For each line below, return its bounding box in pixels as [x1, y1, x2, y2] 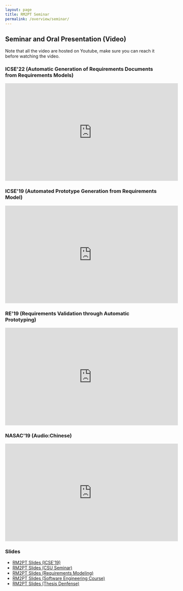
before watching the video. [5, 53, 60, 59]
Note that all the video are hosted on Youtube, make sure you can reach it [5, 48, 155, 54]
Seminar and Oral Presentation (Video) [5, 35, 127, 43]
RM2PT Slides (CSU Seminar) [12, 565, 73, 571]
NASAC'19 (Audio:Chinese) [5, 432, 72, 439]
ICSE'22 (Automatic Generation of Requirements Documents [5, 65, 153, 72]
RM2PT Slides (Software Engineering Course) [12, 575, 105, 581]
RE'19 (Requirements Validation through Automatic [5, 310, 130, 317]
